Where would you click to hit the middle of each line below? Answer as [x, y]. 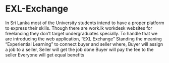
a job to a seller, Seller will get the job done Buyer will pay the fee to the [79, 49]
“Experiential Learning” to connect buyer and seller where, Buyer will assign [84, 44]
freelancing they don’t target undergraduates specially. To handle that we [81, 33]
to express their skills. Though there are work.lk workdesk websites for [79, 28]
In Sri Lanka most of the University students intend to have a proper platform [85, 23]
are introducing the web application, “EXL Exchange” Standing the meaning [84, 39]
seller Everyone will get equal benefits [45, 55]
